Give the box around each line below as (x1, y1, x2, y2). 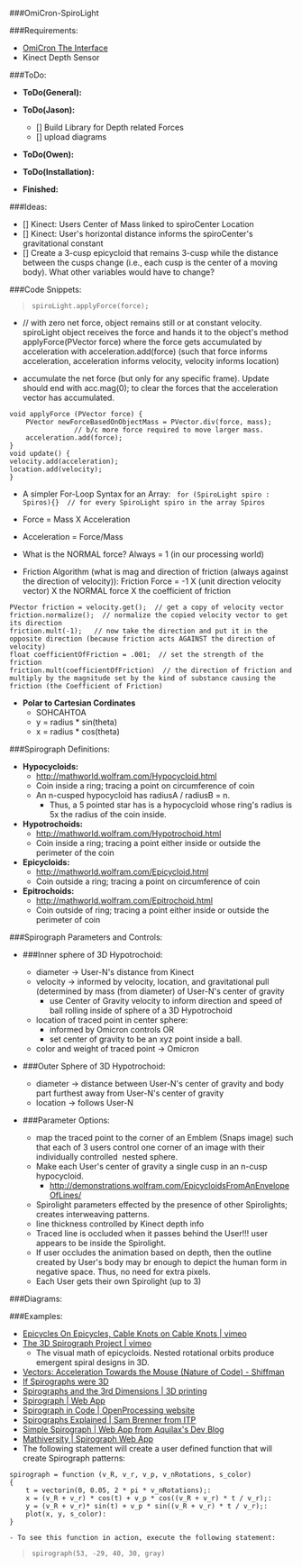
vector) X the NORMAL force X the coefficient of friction (22, 586, 232, 596)
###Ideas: (9, 202, 48, 212)
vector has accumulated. (22, 392, 115, 403)
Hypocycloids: (22, 761, 79, 771)
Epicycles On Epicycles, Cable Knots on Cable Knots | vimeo (22, 1328, 248, 1339)
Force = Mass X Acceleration (22, 514, 131, 524)
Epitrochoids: (22, 886, 75, 896)
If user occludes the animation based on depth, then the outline (35, 1247, 272, 1258)
